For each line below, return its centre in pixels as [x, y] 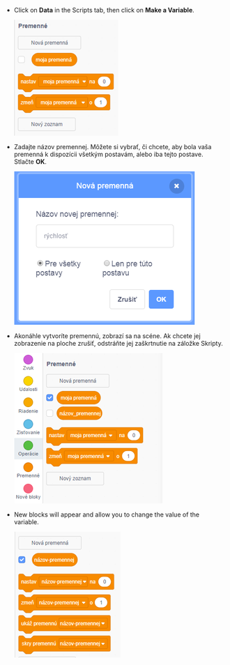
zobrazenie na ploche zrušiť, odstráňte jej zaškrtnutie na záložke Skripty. [118, 343]
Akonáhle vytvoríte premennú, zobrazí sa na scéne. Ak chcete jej [107, 336]
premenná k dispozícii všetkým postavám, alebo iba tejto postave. [108, 154]
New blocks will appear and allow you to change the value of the [107, 514]
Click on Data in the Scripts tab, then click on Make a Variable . [104, 10]
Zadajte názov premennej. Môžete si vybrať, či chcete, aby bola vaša [113, 147]
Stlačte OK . [30, 162]
